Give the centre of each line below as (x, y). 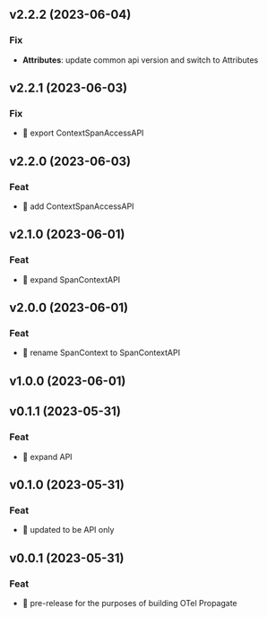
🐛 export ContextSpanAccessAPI (83, 133)
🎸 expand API (47, 456)
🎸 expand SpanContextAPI (71, 279)
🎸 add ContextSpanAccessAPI (78, 206)
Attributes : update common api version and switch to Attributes (140, 60)
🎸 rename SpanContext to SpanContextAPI (101, 352)
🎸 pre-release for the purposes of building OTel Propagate (129, 603)
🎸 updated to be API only (68, 530)
